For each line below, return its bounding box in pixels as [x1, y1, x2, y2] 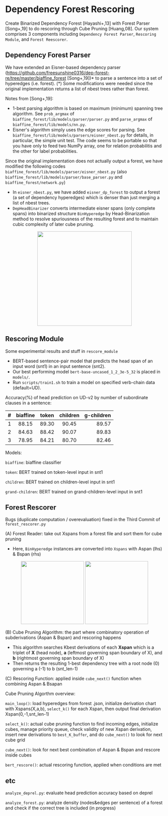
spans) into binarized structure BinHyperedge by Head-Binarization [12, 210, 150, 216]
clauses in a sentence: [5, 400, 52, 406]
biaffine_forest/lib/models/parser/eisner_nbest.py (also [5, 168, 127, 174]
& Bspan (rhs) [12, 551, 41, 557]
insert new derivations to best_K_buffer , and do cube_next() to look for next [5, 732, 162, 738]
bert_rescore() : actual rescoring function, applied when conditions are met [5, 762, 162, 768]
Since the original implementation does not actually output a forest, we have [5, 158, 163, 164]
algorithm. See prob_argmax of [12, 110, 74, 116]
